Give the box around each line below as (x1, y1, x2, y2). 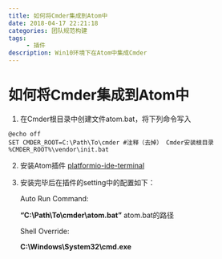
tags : (8, 34, 26, 42)
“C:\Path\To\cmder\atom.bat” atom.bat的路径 (19, 210, 175, 220)
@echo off (8, 130, 42, 138)
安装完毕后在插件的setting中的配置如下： (19, 177, 155, 187)
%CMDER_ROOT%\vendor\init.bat (8, 145, 110, 153)
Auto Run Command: (19, 193, 89, 203)
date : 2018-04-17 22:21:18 (8, 19, 99, 27)
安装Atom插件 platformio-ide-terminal (19, 160, 145, 170)
